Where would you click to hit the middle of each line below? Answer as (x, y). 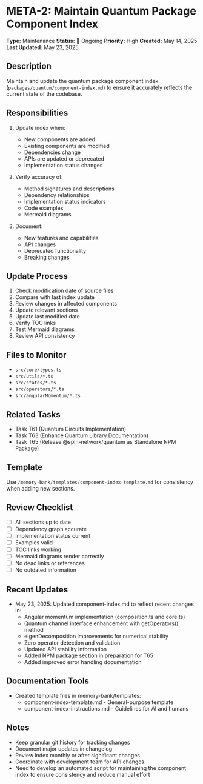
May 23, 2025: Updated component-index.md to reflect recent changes (104, 604)
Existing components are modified (67, 146)
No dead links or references (50, 563)
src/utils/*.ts (34, 377)
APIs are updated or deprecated (64, 158)
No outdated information (46, 570)
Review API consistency (45, 336)
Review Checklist (40, 508)
